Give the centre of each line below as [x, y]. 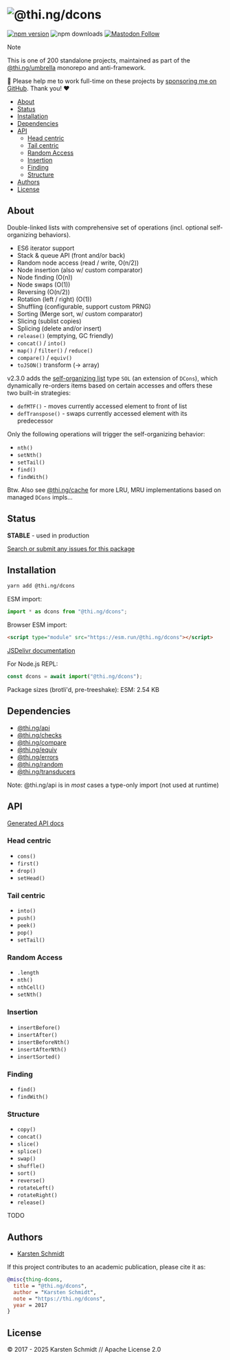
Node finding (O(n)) [45, 277]
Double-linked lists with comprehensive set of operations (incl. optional [108, 227]
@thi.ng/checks [39, 735]
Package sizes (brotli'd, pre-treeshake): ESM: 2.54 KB [83, 689]
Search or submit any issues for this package [71, 548]
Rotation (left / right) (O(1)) [55, 299]
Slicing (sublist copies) [49, 321]
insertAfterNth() [42, 1049]
